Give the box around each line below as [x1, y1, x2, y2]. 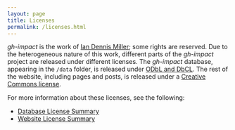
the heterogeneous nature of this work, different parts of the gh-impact [7, 50, 215, 58]
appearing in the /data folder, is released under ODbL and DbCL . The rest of [7, 65, 229, 74]
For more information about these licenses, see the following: [7, 93, 185, 102]
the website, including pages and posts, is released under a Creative [7, 72, 206, 81]
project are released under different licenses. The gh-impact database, [7, 58, 213, 66]
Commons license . [7, 80, 61, 89]
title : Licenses [7, 17, 55, 24]
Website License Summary [17, 115, 96, 123]
